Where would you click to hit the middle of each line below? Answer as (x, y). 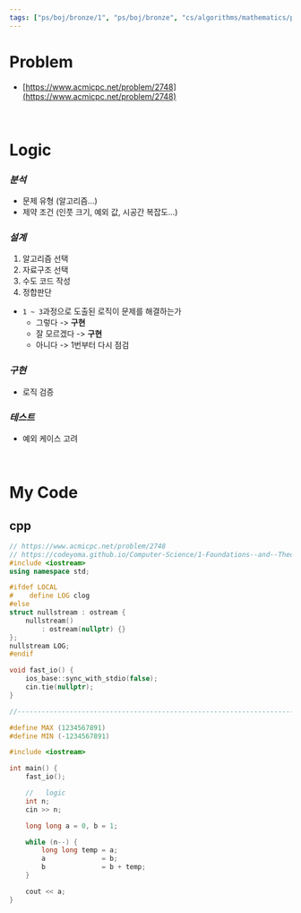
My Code (44, 493)
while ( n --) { (52, 842)
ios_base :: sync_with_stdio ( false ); (92, 679)
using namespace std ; (50, 571)
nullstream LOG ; (39, 646)
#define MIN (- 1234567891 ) (60, 736)
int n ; (38, 801)
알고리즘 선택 (45, 259)
